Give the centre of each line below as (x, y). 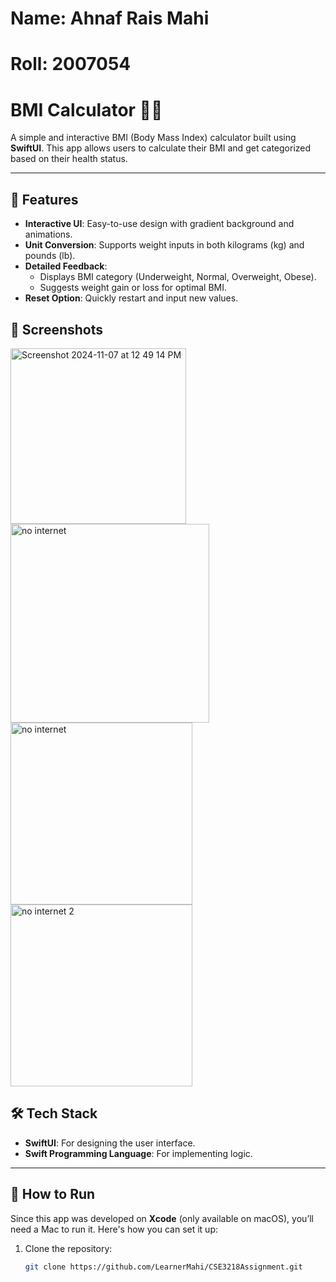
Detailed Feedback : (66, 266)
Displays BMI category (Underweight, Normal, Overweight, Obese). (178, 277)
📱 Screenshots (57, 329)
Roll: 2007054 (71, 64)
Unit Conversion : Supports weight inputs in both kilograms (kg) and (164, 245)
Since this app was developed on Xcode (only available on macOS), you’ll (162, 1218)
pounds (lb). (50, 256)
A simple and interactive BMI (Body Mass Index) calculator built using (153, 138)
